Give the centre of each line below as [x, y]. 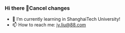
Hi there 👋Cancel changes [37, 8]
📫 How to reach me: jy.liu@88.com [49, 25]
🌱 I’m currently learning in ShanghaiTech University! [66, 19]
